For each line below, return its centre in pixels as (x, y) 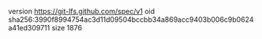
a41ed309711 (29, 28)
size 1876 (67, 28)
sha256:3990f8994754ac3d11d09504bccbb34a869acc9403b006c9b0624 (131, 19)
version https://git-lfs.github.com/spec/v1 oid (82, 11)
